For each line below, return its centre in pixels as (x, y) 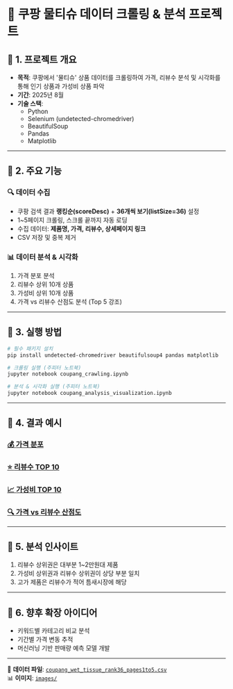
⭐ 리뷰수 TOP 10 (33, 467)
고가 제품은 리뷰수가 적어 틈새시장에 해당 (72, 582)
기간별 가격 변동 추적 (45, 640)
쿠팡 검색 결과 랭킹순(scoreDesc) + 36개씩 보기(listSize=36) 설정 (108, 211)
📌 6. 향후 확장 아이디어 (52, 613)
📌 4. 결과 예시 (35, 423)
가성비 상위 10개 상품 (45, 293)
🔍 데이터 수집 (29, 193)
